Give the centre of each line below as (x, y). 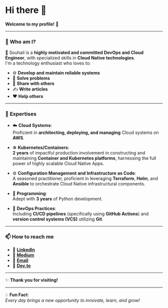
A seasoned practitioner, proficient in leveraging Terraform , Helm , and (85, 178)
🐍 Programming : (30, 193)
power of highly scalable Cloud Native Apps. (58, 163)
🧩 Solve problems (31, 78)
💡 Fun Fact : (17, 294)
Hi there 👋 (26, 10)
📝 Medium (23, 255)
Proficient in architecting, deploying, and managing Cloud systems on (85, 132)
